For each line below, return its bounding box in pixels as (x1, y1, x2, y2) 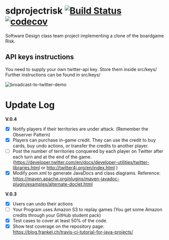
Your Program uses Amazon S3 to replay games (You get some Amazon (12, 207, 163, 213)
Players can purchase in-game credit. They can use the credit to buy (12, 137, 156, 143)
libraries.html (12, 164, 40, 170)
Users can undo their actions (12, 200, 73, 207)
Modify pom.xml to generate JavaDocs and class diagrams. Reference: (12, 170, 161, 176)
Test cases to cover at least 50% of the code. (12, 218, 108, 224)
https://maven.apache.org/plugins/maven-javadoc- (12, 176, 120, 182)
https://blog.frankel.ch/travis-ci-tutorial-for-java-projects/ (12, 229, 133, 235)
